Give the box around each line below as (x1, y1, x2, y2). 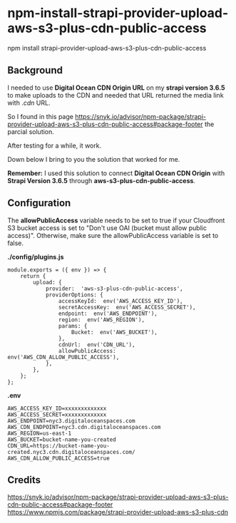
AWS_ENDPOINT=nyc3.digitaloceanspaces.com (7, 417, 135, 425)
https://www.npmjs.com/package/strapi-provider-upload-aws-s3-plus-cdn (7, 508, 228, 517)
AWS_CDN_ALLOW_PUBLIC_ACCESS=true (7, 455, 111, 462)
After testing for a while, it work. (7, 141, 102, 150)
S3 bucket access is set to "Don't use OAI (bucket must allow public (7, 223, 207, 232)
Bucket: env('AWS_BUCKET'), (71, 328, 158, 336)
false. (7, 239, 24, 247)
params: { (58, 322, 88, 329)
